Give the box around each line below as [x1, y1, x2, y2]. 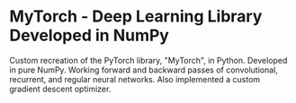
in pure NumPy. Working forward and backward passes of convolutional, [9, 64, 279, 75]
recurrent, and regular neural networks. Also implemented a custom [9, 73, 261, 84]
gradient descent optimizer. [9, 83, 112, 94]
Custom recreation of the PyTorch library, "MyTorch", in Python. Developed [9, 55, 288, 65]
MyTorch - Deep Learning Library [9, 6, 263, 27]
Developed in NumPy [9, 25, 169, 46]
